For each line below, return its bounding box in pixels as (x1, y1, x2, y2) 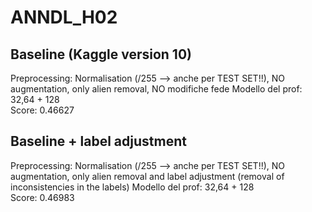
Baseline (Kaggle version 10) (10, 46, 193, 63)
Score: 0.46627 (10, 104, 75, 116)
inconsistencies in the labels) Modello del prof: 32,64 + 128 (10, 181, 255, 193)
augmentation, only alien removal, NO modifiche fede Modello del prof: (10, 83, 303, 95)
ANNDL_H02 (10, 6, 118, 29)
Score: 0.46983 (10, 191, 75, 203)
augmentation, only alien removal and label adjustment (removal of (10, 170, 285, 182)
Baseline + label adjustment (10, 133, 187, 150)
